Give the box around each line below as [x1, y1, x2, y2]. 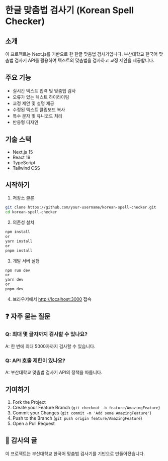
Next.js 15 [12, 149, 33, 155]
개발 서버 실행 [12, 258, 40, 264]
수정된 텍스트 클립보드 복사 [12, 106, 65, 112]
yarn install [5, 239, 33, 244]
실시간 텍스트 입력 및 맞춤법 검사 [12, 87, 76, 93]
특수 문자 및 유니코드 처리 [12, 112, 63, 119]
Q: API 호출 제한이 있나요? [5, 357, 65, 364]
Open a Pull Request [12, 420, 55, 426]
